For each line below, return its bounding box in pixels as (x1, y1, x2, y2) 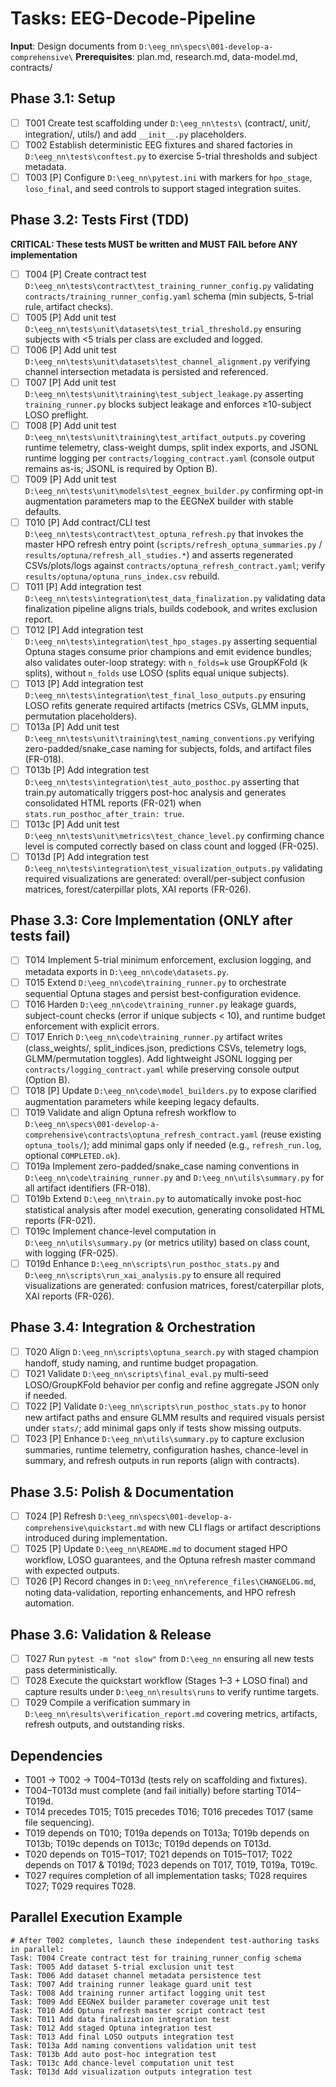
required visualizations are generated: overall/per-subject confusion (24, 872, 306, 884)
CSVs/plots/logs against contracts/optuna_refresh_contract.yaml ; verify (24, 560, 326, 572)
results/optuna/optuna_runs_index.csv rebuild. (24, 570, 220, 582)
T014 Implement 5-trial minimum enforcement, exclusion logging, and (24, 954, 312, 966)
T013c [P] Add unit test (24, 818, 120, 830)
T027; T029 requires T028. (24, 1880, 137, 1892)
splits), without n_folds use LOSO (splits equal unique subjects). (24, 667, 290, 679)
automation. (24, 1597, 75, 1609)
